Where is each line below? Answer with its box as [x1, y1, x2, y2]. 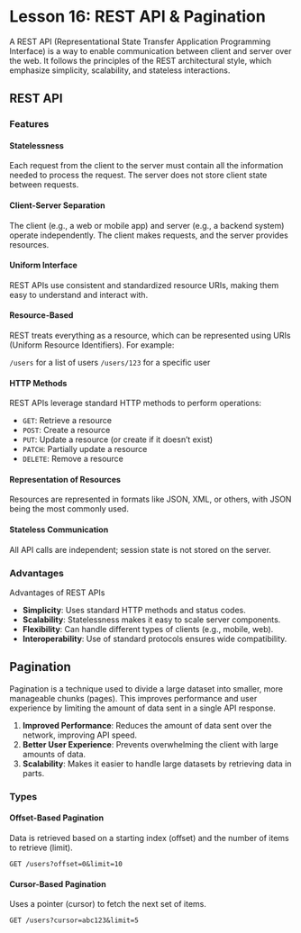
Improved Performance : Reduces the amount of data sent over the [22, 720, 272, 730]
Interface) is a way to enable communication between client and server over [9, 45, 292, 56]
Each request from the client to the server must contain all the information [9, 160, 284, 171]
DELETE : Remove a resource [22, 453, 124, 465]
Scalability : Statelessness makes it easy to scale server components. [22, 614, 281, 625]
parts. [22, 767, 45, 778]
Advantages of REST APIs [9, 587, 105, 598]
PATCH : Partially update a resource [22, 444, 148, 455]
